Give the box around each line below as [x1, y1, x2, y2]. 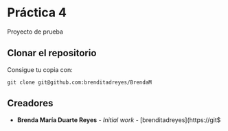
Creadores [7, 97, 54, 109]
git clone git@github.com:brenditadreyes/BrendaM [7, 79, 152, 86]
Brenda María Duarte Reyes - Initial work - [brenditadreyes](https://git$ [16, 115, 221, 124]
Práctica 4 [7, 5, 67, 21]
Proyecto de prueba [7, 27, 64, 36]
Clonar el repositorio [7, 47, 97, 59]
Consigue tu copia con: [7, 65, 73, 73]
